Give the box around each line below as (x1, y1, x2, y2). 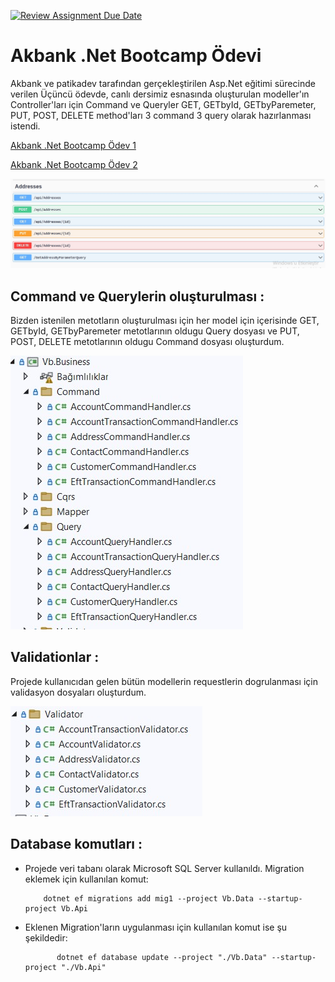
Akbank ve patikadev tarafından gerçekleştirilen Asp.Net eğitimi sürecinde (10, 77, 316, 89)
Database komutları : (10, 836, 143, 853)
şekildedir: (24, 931, 68, 944)
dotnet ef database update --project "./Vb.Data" (56, 952, 268, 962)
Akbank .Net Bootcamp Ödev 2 (10, 158, 138, 170)
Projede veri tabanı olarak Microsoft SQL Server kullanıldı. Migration (24, 862, 305, 874)
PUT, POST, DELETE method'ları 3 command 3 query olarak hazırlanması (10, 109, 312, 121)
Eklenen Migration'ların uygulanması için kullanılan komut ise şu (24, 921, 288, 933)
